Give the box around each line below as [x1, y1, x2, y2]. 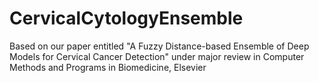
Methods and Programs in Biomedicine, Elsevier [9, 61, 207, 73]
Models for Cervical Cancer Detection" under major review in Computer [9, 50, 305, 62]
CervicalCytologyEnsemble [9, 7, 244, 30]
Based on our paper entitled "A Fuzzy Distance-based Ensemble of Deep [9, 40, 310, 52]
